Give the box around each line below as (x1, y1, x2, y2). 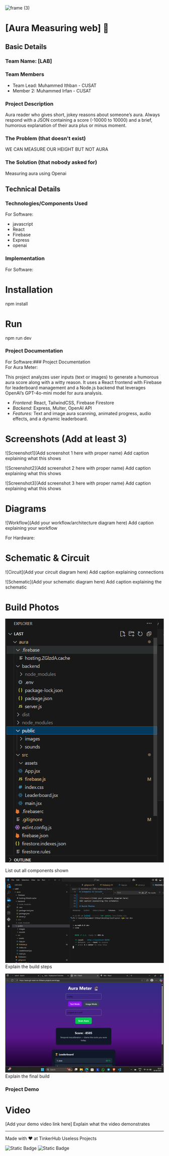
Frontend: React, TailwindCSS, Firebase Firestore (12, 400, 114, 406)
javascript (12, 221, 33, 227)
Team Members (5, 71, 44, 78)
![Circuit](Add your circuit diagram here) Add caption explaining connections (5, 569, 164, 575)
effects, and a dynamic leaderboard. (12, 416, 88, 422)
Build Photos (5, 602, 59, 613)
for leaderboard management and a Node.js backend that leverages (5, 384, 146, 391)
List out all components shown (5, 868, 69, 874)
